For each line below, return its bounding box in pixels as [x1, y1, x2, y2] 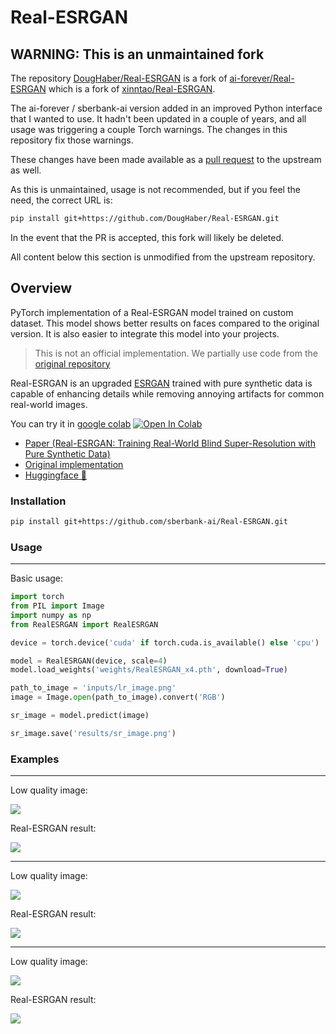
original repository [34, 357, 111, 370]
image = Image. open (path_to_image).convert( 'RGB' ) [10, 692, 226, 703]
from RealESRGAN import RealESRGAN [10, 619, 159, 630]
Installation [10, 494, 67, 508]
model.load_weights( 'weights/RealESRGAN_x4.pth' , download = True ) [10, 665, 288, 675]
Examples [10, 752, 60, 766]
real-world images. [10, 398, 88, 410]
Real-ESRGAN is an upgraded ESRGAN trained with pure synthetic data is [10, 377, 313, 389]
